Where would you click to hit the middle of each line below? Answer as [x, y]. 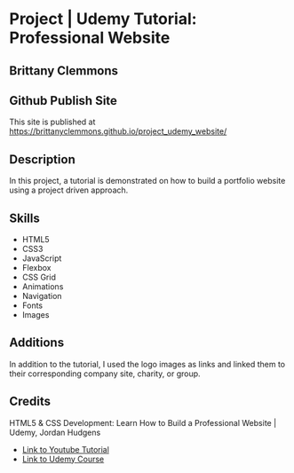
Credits [30, 402]
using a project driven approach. [69, 190]
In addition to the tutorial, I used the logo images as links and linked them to [147, 364]
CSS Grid [39, 277]
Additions [37, 343]
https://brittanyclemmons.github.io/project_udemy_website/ [118, 131]
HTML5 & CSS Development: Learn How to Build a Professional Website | [143, 422]
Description [42, 159]
